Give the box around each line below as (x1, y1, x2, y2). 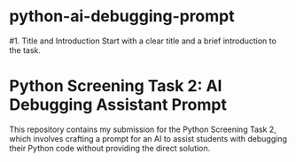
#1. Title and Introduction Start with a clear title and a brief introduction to (9, 35, 277, 46)
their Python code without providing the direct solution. (9, 143, 211, 153)
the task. (9, 44, 42, 55)
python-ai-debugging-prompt (9, 6, 235, 27)
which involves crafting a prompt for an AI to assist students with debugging (9, 133, 288, 143)
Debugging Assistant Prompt (9, 95, 228, 115)
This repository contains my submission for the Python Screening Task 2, (9, 124, 277, 135)
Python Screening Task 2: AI (9, 76, 222, 96)
